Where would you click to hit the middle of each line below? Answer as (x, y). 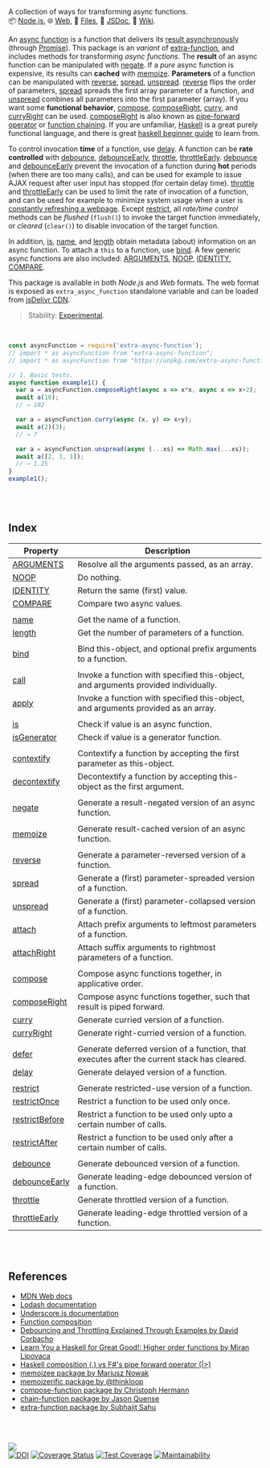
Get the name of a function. (129, 619)
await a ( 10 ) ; (37, 397)
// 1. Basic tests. (41, 375)
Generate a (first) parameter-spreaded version (166, 878)
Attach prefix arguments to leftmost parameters (167, 924)
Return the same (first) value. (133, 590)
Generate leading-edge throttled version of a (162, 1212)
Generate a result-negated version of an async (166, 802)
